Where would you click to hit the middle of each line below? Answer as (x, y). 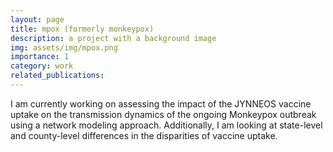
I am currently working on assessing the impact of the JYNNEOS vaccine (161, 103)
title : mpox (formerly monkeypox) (82, 29)
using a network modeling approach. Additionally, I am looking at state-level (166, 125)
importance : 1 (40, 57)
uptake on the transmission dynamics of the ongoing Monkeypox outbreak (163, 114)
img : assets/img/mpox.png (64, 47)
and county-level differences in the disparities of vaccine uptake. (144, 135)
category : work (42, 66)
